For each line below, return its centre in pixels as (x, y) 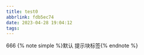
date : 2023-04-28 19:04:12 (39, 22)
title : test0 (22, 12)
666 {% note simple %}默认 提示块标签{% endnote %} (72, 46)
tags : (13, 28)
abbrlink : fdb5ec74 (30, 17)
